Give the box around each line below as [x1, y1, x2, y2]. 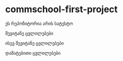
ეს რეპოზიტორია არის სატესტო [5, 20, 73, 26]
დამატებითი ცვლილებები [5, 50, 61, 56]
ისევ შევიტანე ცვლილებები [5, 40, 64, 46]
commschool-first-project [5, 4, 118, 15]
